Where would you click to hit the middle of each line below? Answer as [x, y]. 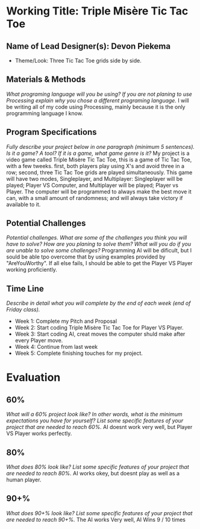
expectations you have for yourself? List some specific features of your [95, 421]
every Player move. [39, 340]
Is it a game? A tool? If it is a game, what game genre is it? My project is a [98, 153]
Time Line [25, 288]
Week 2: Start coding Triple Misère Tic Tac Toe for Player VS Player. [99, 328]
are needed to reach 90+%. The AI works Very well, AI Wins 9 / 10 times [96, 519]
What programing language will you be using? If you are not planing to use [99, 94]
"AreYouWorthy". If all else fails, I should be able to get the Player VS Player [99, 263]
